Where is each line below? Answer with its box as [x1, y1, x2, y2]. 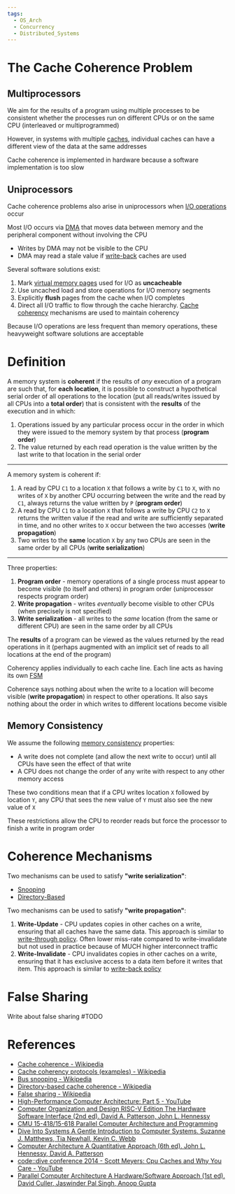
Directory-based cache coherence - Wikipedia [17, 1082, 152, 1090]
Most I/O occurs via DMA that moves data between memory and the [7, 223, 204, 232]
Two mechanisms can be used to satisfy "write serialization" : [7, 871, 187, 880]
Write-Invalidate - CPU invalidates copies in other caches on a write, [17, 950, 218, 958]
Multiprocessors [7, 88, 81, 99]
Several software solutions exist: [7, 265, 101, 274]
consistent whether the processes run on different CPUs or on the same [7, 113, 215, 123]
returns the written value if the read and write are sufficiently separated [17, 514, 224, 522]
